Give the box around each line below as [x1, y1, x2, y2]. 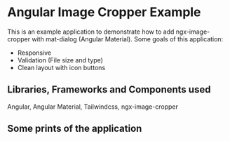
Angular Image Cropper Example [7, 4, 201, 20]
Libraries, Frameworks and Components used [7, 83, 211, 95]
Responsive [17, 48, 51, 57]
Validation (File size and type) [17, 55, 104, 64]
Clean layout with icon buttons [17, 63, 106, 72]
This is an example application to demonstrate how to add [7, 27, 175, 36]
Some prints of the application [7, 123, 142, 135]
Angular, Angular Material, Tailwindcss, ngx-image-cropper [7, 102, 179, 111]
